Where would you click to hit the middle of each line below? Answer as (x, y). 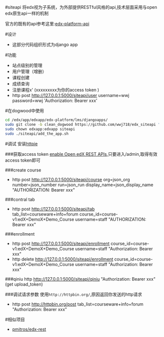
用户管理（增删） (29, 72)
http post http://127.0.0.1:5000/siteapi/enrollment (61, 243)
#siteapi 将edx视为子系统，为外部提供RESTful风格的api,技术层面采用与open (81, 7)
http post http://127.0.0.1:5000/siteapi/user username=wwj (71, 95)
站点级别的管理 (27, 65)
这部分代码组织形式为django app (45, 45)
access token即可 (23, 160)
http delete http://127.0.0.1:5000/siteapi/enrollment (63, 259)
